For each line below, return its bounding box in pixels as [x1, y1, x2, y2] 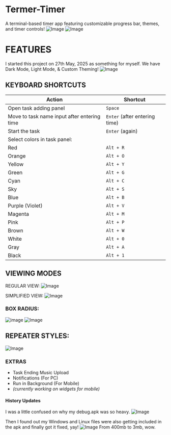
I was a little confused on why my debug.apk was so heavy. [5, 409, 130, 415]
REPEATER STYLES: [5, 331, 70, 340]
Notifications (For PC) [12, 375, 59, 381]
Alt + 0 [106, 236, 125, 242]
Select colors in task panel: [8, 136, 72, 143]
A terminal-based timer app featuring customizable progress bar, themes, [5, 20, 159, 27]
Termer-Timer [5, 4, 66, 15]
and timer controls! [5, 25, 45, 32]
